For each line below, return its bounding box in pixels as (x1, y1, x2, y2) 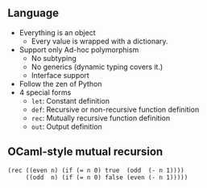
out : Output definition (31, 121, 102, 131)
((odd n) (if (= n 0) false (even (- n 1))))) (25, 173, 188, 182)
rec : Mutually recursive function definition (31, 112, 171, 123)
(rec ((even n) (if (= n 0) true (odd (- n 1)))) (7, 166, 184, 174)
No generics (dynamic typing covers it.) (31, 62, 164, 72)
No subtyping (31, 53, 77, 63)
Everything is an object (19, 27, 96, 37)
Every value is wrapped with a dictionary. (31, 36, 168, 46)
